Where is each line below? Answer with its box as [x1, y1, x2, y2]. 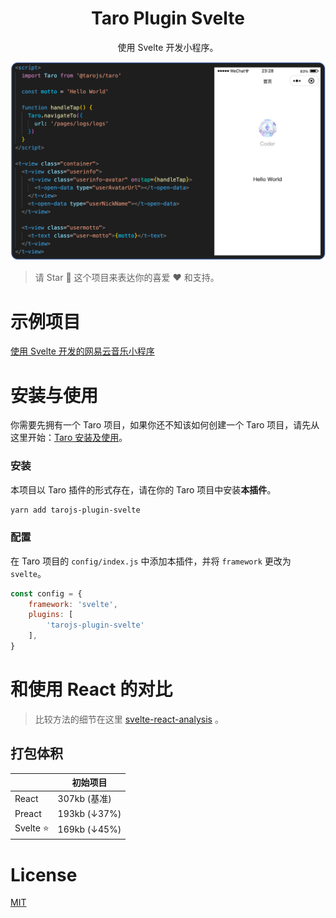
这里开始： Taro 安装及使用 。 [10, 432, 128, 444]
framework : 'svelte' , [28, 599, 118, 609]
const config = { [10, 588, 83, 599]
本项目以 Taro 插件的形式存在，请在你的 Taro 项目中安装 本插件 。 [10, 483, 277, 496]
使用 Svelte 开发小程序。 [117, 41, 219, 53]
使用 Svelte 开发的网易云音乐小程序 [10, 345, 155, 357]
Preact [14, 807, 42, 819]
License [10, 863, 78, 886]
